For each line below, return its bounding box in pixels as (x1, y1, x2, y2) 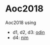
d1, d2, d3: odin (12, 29, 45, 35)
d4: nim (12, 34, 29, 40)
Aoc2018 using (5, 19, 36, 25)
